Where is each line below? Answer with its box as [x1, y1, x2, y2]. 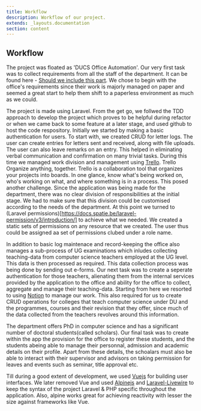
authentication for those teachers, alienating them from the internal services [6, 273, 194, 280]
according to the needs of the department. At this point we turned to [6, 203, 175, 211]
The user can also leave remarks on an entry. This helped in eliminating [6, 146, 183, 153]
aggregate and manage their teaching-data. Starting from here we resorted [6, 285, 192, 292]
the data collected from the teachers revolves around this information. [6, 311, 179, 318]
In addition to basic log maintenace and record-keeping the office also [6, 241, 180, 248]
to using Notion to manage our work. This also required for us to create [6, 292, 182, 299]
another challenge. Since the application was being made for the [6, 184, 166, 191]
